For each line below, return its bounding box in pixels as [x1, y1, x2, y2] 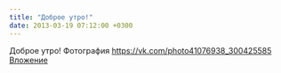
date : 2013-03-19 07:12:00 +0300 [9, 21, 133, 30]
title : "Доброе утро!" [9, 12, 93, 22]
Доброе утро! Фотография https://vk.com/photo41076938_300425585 [9, 45, 272, 55]
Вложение [9, 55, 49, 65]
